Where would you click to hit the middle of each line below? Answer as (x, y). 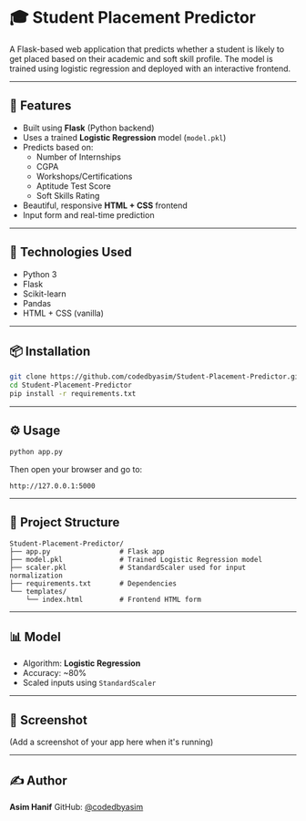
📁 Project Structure (65, 522)
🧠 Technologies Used (71, 252)
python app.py (36, 452)
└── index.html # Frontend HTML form (114, 599)
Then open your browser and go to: (76, 469)
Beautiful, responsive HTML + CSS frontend (105, 205)
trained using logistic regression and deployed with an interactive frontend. (150, 68)
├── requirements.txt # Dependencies (93, 583)
